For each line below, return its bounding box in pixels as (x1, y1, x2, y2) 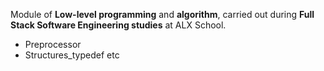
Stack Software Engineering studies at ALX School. (10, 19, 227, 31)
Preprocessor (24, 39, 82, 50)
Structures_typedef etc (24, 49, 120, 61)
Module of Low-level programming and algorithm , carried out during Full (10, 9, 315, 20)
